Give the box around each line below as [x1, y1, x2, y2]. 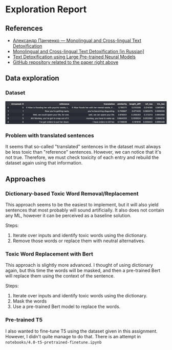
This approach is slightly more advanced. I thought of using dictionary [5, 262, 154, 268]
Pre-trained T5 [5, 316, 42, 323]
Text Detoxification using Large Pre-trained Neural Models [12, 54, 136, 60]
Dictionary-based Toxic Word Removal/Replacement [5, 190, 139, 197]
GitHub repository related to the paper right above [12, 59, 119, 65]
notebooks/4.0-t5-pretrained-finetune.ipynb [5, 340, 102, 345]
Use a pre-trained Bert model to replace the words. [12, 304, 121, 310]
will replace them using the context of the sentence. [5, 273, 115, 279]
